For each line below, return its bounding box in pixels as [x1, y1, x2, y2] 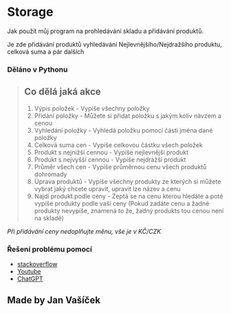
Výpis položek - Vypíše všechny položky [34, 104, 150, 112]
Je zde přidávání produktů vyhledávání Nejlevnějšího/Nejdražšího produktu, [7, 40, 222, 48]
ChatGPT [16, 274, 43, 283]
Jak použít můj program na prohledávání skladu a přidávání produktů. [7, 27, 204, 35]
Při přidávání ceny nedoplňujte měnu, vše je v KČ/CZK [7, 227, 162, 235]
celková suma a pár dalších [7, 47, 85, 56]
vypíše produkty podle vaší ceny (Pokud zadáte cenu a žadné [34, 199, 210, 207]
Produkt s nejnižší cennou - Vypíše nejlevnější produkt [34, 148, 189, 156]
